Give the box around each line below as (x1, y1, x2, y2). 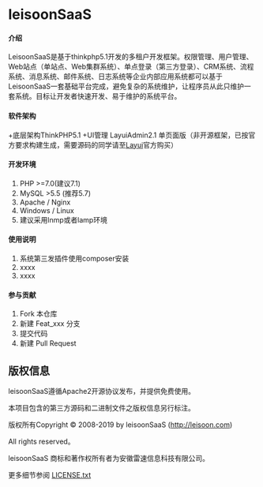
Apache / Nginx (19, 197, 71, 207)
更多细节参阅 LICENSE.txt (8, 470, 92, 480)
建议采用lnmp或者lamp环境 (19, 215, 108, 224)
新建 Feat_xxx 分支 (19, 319, 81, 328)
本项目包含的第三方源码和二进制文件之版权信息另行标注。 (8, 403, 195, 413)
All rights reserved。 (8, 436, 75, 447)
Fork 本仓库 (19, 309, 58, 319)
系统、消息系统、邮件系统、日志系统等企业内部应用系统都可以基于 (8, 72, 223, 81)
